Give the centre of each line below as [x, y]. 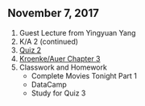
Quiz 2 [30, 50]
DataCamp [49, 84]
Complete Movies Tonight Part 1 [84, 75]
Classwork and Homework [63, 67]
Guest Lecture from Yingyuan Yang [77, 32]
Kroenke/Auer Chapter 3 [60, 58]
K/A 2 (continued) [48, 41]
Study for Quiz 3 [58, 93]
